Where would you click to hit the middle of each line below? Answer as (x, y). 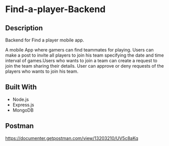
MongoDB (23, 110)
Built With (21, 87)
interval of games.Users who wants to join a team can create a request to (81, 61)
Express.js (23, 105)
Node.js (21, 99)
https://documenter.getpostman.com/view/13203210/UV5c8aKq (72, 138)
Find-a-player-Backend (55, 9)
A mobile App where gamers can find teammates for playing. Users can (79, 50)
